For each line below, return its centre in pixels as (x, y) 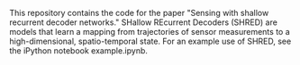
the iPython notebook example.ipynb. (79, 51)
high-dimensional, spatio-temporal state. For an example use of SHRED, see (150, 41)
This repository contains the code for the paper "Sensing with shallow (139, 13)
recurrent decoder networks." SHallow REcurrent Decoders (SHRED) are (143, 22)
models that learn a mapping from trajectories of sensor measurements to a (150, 32)
